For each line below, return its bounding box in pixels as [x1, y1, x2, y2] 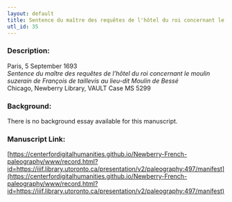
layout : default [7, 10, 54, 17]
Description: [7, 46, 50, 56]
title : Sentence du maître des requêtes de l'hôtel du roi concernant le [7, 17, 225, 24]
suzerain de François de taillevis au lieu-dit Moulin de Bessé [7, 76, 179, 85]
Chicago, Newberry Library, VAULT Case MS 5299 [7, 84, 151, 92]
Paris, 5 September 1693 [7, 62, 78, 70]
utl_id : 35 [7, 23, 39, 30]
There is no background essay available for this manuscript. [7, 117, 178, 125]
